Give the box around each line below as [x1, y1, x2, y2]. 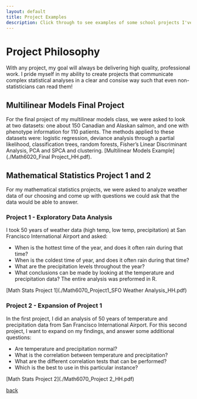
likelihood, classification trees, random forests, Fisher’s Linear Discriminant [6, 141, 187, 148]
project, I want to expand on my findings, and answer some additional [6, 327, 175, 334]
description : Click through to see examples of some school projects [6, 19, 180, 25]
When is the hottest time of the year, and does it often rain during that [14, 244, 184, 251]
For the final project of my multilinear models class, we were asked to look [6, 116, 186, 123]
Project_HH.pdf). [51, 154, 92, 161]
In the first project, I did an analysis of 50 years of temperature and [6, 315, 168, 322]
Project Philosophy [6, 45, 100, 58]
